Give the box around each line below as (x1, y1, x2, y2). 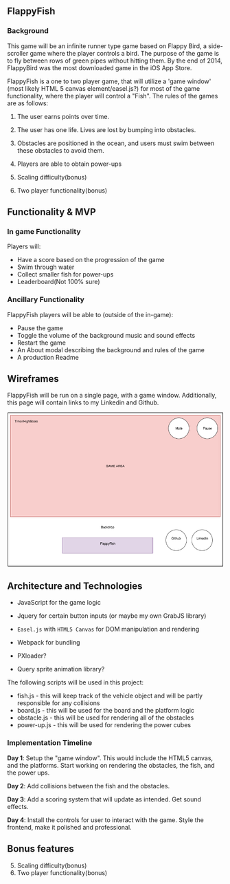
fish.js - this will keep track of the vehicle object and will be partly (16, 691, 203, 700)
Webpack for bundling (16, 638, 80, 647)
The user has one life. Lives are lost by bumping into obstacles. (16, 125, 196, 133)
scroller (7, 49, 29, 57)
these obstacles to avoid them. (16, 146, 104, 154)
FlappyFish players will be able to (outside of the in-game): (7, 310, 174, 319)
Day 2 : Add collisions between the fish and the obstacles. (7, 781, 170, 790)
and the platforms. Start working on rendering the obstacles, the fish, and (7, 761, 215, 769)
